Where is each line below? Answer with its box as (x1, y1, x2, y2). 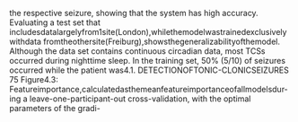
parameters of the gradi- (9, 103, 101, 113)
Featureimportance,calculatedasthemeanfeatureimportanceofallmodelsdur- (9, 84, 289, 94)
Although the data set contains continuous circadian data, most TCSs (9, 46, 266, 57)
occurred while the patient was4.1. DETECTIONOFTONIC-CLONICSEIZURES (9, 65, 289, 75)
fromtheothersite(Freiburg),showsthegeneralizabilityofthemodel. (43, 36, 281, 47)
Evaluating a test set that (9, 17, 101, 28)
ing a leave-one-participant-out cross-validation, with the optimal (9, 93, 251, 104)
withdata (9, 36, 42, 47)
